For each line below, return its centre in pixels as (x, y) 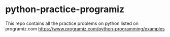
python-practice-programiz (65, 9)
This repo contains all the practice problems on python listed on (72, 23)
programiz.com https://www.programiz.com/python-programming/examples (85, 28)
